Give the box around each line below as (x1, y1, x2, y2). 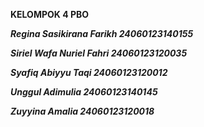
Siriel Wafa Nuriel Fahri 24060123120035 (10, 47, 188, 59)
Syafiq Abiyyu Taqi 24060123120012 (10, 67, 168, 78)
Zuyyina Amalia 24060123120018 (10, 105, 155, 117)
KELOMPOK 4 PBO (10, 9, 90, 20)
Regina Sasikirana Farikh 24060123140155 (10, 28, 194, 39)
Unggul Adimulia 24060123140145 (10, 86, 158, 98)
